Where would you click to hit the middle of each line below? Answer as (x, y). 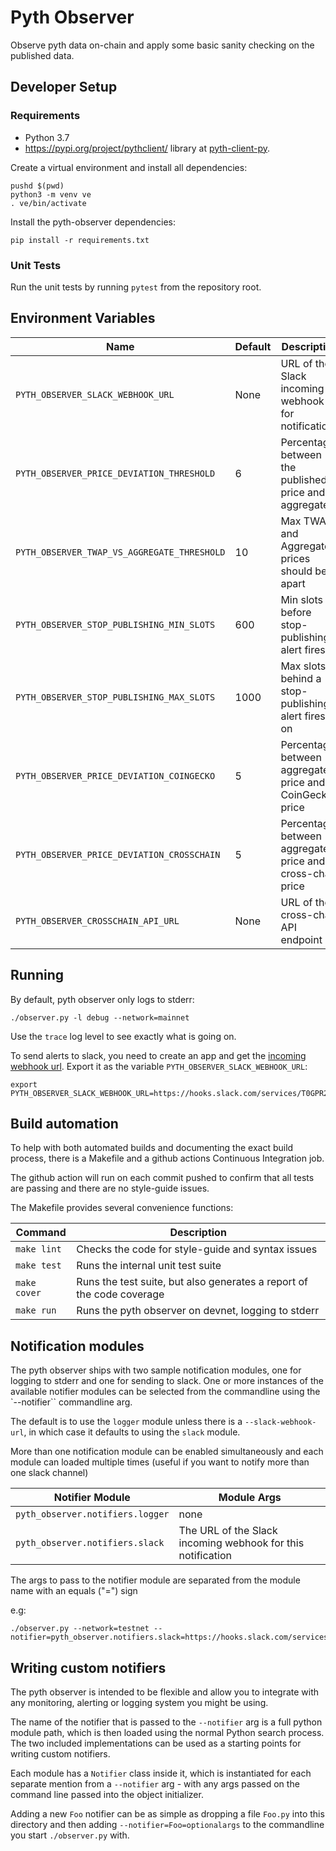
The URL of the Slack (228, 1531)
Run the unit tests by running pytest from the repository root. (136, 287)
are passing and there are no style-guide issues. (110, 1188)
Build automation (64, 1123)
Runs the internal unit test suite (149, 1266)
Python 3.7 (47, 137)
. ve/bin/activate (48, 203)
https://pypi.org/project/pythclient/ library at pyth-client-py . (147, 148)
